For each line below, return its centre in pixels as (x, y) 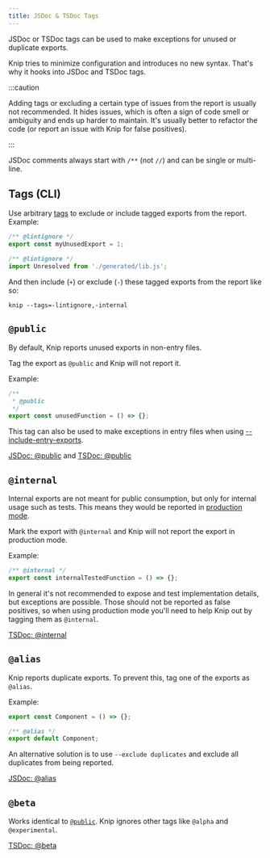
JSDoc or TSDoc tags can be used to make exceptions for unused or (123, 39)
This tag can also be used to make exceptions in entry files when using (126, 431)
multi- (246, 160)
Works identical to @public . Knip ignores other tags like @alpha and (118, 822)
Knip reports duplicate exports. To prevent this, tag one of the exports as (129, 677)
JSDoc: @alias (32, 778)
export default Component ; (54, 739)
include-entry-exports (45, 440)
